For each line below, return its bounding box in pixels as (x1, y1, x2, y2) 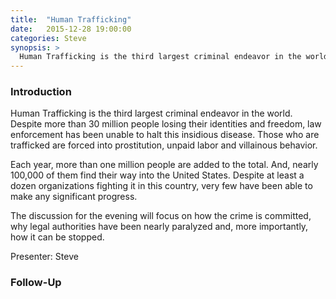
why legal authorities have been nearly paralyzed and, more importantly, (10, 221, 309, 233)
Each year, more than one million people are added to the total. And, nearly (10, 159, 319, 171)
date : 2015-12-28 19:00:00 (10, 24, 132, 34)
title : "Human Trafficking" (10, 14, 132, 25)
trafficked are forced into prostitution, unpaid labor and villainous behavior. (10, 139, 318, 151)
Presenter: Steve (10, 251, 79, 263)
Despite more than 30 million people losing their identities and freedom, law (10, 118, 322, 130)
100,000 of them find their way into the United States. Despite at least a (10, 169, 305, 181)
